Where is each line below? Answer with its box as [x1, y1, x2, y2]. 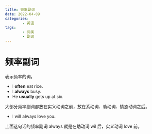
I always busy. [12, 88, 41, 94]
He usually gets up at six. [12, 93, 64, 100]
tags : [5, 25, 16, 30]
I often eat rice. [12, 83, 43, 89]
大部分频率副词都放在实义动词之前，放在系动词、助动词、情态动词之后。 [5, 103, 150, 109]
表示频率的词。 [5, 73, 35, 79]
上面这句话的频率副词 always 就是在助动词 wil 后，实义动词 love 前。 [5, 123, 142, 129]
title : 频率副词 [5, 7, 35, 12]
